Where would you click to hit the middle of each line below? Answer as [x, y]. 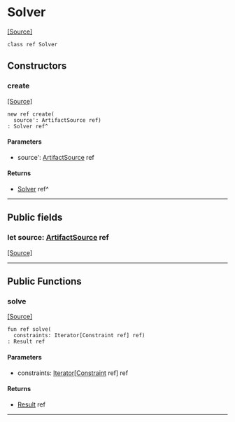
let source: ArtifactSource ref [58, 238]
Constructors [37, 66]
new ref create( [31, 114]
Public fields [35, 218]
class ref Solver [33, 44]
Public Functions [44, 281]
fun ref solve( [29, 329]
